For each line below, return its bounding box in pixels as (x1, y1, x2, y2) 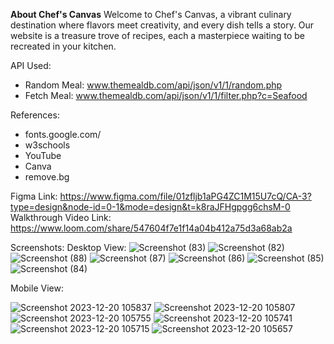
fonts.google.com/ (24, 129, 102, 140)
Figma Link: (10, 190, 58, 202)
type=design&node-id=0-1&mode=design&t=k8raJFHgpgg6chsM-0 (10, 201, 291, 213)
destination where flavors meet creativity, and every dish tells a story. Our (10, 19, 315, 31)
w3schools (24, 139, 71, 151)
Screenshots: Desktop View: (10, 242, 127, 253)
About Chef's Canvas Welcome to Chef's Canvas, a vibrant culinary (10, 9, 292, 20)
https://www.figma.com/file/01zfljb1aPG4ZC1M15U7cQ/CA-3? (59, 190, 312, 202)
